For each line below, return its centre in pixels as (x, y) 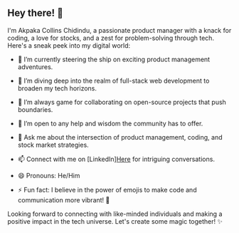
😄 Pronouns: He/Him (49, 175)
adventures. (35, 67)
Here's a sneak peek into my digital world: (69, 45)
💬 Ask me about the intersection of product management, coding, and (120, 137)
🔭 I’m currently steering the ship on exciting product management (114, 59)
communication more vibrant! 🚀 (64, 200)
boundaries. (35, 109)
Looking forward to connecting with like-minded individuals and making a (115, 214)
